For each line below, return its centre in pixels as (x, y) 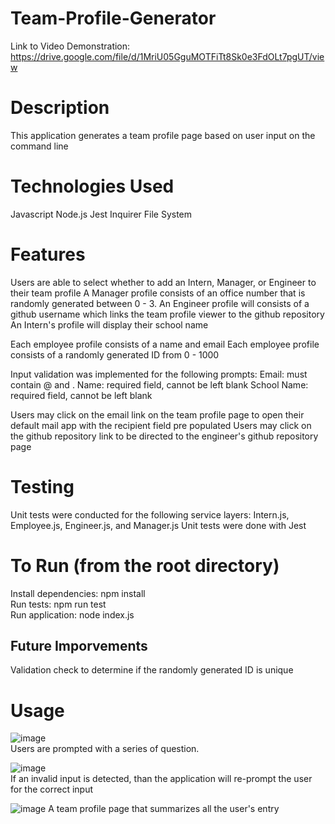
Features (48, 254)
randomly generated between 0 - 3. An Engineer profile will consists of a (160, 303)
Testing (42, 486)
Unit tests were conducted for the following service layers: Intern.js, (150, 514)
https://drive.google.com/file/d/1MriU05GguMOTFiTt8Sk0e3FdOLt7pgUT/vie (167, 56)
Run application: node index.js (72, 614)
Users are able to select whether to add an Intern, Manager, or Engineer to (163, 282)
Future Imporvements (79, 646)
